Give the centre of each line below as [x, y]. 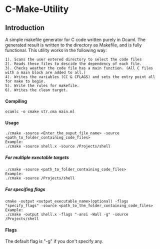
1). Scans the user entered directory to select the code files [73, 59]
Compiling [16, 101]
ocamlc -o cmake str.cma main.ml [40, 112]
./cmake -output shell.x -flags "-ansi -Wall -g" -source [67, 214]
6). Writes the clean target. [37, 90]
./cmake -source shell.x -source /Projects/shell [58, 146]
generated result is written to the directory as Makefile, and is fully [73, 45]
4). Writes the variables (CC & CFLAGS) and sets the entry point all [80, 77]
